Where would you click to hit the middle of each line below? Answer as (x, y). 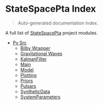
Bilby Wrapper (35, 48)
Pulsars (28, 86)
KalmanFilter (33, 59)
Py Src (20, 43)
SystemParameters (40, 97)
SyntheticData (35, 91)
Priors (27, 81)
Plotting (28, 75)
